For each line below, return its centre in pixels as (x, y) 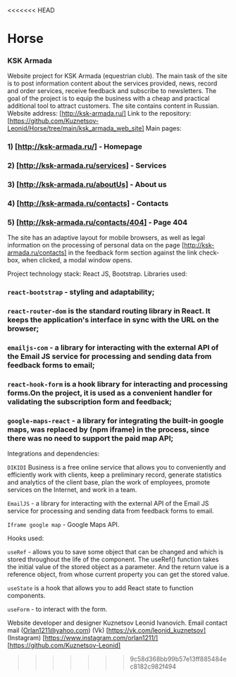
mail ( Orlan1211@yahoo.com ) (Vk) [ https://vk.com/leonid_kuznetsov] (107, 630)
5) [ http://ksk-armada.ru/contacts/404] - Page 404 (98, 223)
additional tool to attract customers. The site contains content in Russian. (113, 106)
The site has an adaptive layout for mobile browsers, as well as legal (106, 238)
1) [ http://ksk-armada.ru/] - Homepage (75, 147)
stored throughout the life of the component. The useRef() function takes (113, 559)
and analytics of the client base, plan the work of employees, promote (109, 482)
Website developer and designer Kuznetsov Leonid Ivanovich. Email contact (117, 623)
